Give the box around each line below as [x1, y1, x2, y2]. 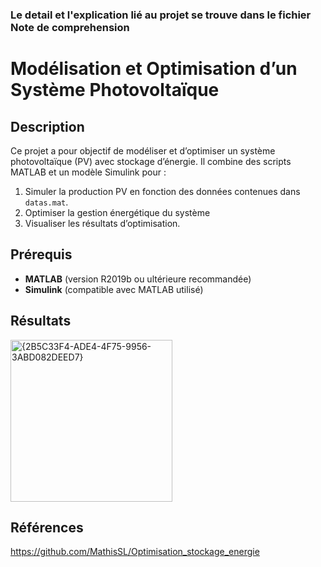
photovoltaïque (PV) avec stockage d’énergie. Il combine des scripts [10, 155, 292, 167]
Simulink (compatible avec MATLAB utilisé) [24, 283, 204, 295]
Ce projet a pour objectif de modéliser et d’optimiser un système [10, 144, 276, 157]
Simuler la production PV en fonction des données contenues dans [24, 185, 301, 197]
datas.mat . [24, 196, 69, 208]
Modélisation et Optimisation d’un [10, 58, 298, 80]
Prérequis [10, 246, 73, 263]
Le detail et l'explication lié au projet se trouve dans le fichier [10, 8, 312, 22]
